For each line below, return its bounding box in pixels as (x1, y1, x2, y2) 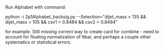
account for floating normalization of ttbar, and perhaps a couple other (5, 34, 151, 40)
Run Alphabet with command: (5, 4, 66, 10)
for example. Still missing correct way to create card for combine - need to (5, 29, 159, 34)
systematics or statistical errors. (5, 39, 72, 45)
